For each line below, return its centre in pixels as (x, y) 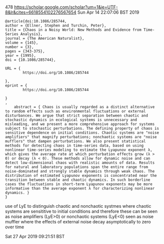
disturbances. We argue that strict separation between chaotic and (77, 116)
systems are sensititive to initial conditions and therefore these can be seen (82, 211)
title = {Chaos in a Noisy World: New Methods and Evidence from (73, 30)
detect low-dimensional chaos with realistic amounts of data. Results (80, 163)
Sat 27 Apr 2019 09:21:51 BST (35, 236)
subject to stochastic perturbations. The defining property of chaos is (82, 128)
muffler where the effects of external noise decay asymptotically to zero (78, 222)
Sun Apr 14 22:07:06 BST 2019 (108, 12)
